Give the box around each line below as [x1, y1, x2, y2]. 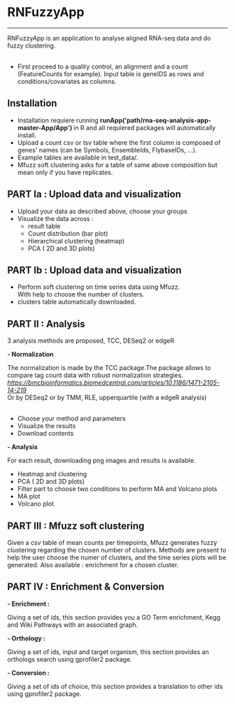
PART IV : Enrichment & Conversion [7, 581, 164, 593]
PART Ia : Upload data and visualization [7, 188, 182, 200]
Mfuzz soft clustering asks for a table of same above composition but [17, 160, 218, 169]
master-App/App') [17, 123, 73, 131]
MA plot [17, 492, 41, 501]
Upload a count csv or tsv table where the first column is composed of [17, 138, 221, 147]
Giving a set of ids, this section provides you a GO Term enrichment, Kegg [7, 613, 221, 621]
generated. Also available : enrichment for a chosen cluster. [7, 561, 179, 569]
